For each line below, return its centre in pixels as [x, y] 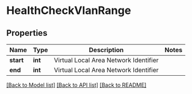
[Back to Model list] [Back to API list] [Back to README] [76, 85]
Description [106, 50]
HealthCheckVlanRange [69, 11]
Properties [27, 33]
